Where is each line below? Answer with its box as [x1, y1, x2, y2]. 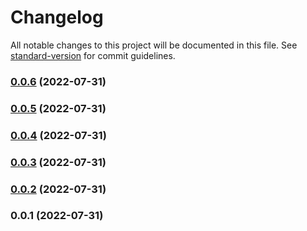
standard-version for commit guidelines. [10, 49, 176, 61]
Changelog [10, 6, 104, 29]
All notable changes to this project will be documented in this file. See [10, 39, 298, 51]
